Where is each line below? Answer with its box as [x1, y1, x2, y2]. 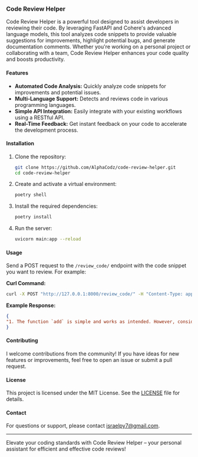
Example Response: [6, 302, 56, 309]
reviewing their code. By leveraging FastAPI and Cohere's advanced [6, 24, 171, 31]
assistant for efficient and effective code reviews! [6, 445, 126, 453]
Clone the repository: [14, 153, 67, 160]
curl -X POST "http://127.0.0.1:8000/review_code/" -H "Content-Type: [6, 291, 183, 297]
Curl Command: [6, 280, 46, 287]
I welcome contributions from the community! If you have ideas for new [6, 350, 180, 357]
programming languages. [14, 101, 76, 108]
